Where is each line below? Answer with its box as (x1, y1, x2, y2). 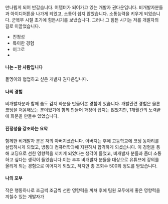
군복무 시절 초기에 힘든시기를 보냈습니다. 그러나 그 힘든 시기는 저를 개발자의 (12, 17, 159, 23)
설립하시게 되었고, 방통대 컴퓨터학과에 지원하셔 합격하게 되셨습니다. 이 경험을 (5, 144, 155, 150)
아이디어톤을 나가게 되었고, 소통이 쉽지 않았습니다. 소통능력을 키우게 (10, 11, 143, 17)
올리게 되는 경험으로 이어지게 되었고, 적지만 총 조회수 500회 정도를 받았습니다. (5, 162, 158, 169)
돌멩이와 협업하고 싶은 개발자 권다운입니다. (5, 76, 89, 82)
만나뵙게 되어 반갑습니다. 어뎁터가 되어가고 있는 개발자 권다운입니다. (5, 5, 138, 10)
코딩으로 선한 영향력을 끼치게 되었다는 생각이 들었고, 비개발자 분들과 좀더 (10, 150, 152, 156)
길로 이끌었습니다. (5, 23, 41, 29)
